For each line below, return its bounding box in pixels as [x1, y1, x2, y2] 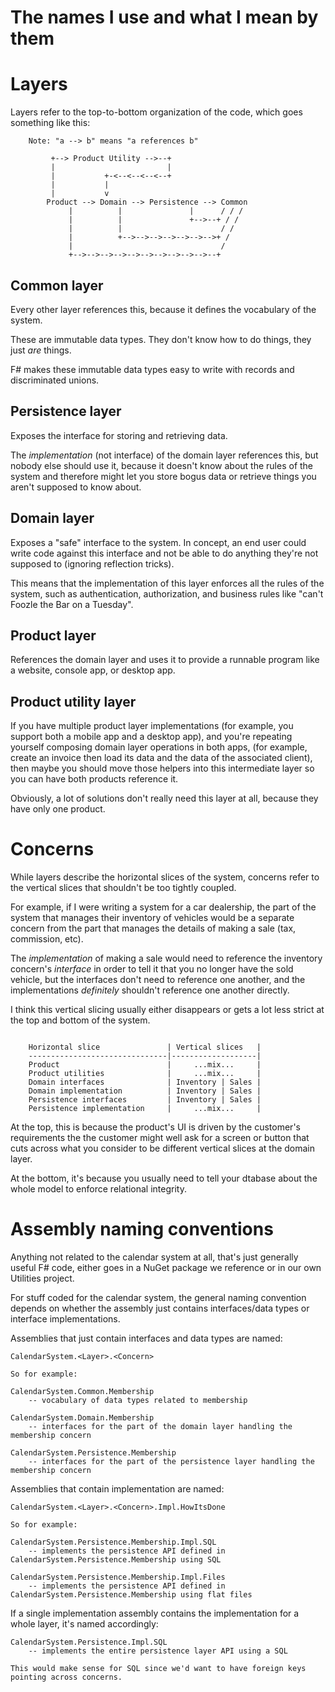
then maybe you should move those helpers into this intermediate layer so [10, 762, 315, 775]
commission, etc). [10, 933, 84, 945]
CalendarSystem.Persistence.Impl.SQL [10, 1637, 168, 1648]
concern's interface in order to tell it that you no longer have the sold [10, 963, 294, 975]
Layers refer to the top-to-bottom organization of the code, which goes [10, 106, 303, 118]
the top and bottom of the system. [10, 1014, 151, 1026]
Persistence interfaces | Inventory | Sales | [28, 1095, 262, 1105]
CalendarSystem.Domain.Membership [10, 1413, 155, 1423]
